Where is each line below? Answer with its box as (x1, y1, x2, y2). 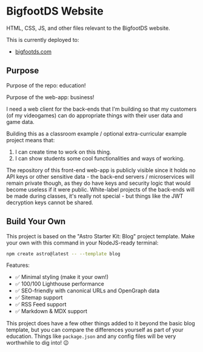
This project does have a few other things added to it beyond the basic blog (6, 320, 195, 327)
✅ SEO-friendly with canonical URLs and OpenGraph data (15, 287, 159, 294)
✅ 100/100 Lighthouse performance (15, 280, 104, 288)
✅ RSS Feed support (15, 301, 67, 308)
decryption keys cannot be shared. (6, 199, 94, 206)
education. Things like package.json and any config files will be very (6, 333, 176, 340)
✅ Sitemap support (15, 294, 63, 302)
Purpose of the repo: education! (6, 81, 86, 89)
